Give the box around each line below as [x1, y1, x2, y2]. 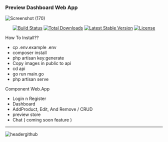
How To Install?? [5, 34, 39, 41]
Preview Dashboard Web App [5, 4, 78, 11]
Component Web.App [5, 86, 50, 92]
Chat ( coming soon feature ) [12, 117, 72, 123]
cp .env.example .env [12, 44, 56, 50]
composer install [12, 49, 47, 56]
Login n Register [12, 95, 46, 101]
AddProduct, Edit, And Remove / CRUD [12, 106, 93, 112]
